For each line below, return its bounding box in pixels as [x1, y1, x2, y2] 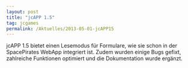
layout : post [6, 8, 39, 15]
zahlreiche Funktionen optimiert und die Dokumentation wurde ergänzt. [6, 55, 183, 62]
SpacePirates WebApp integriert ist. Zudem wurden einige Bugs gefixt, [6, 49, 181, 56]
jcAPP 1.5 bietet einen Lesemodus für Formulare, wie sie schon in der [6, 42, 178, 49]
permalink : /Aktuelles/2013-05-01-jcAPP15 [6, 25, 114, 32]
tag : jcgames [6, 20, 39, 26]
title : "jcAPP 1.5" [6, 14, 55, 20]
